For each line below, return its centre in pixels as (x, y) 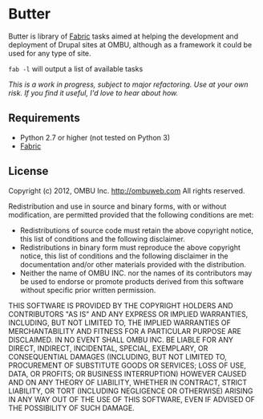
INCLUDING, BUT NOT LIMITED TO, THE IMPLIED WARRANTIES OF (119, 323)
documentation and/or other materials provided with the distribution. (133, 264)
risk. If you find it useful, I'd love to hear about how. (93, 92)
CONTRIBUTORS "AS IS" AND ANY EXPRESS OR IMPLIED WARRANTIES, (128, 314)
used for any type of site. (50, 53)
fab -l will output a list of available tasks (76, 68)
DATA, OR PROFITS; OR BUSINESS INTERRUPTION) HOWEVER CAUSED (127, 373)
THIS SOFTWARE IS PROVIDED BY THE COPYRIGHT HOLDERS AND (121, 305)
